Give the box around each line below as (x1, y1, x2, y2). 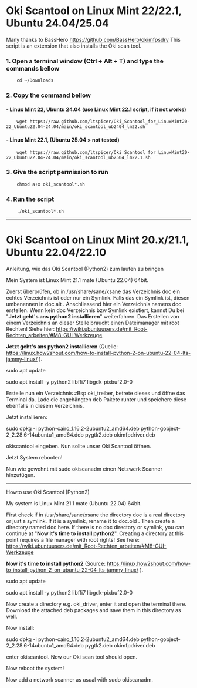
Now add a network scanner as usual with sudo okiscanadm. (6, 676, 154, 683)
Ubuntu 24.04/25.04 (6, 16, 110, 30)
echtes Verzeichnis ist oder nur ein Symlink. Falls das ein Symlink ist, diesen (6, 294, 190, 301)
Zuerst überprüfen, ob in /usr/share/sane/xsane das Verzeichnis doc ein (6, 288, 181, 295)
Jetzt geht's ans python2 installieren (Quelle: (6, 343, 118, 350)
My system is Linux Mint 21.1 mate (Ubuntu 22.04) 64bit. (6, 500, 142, 507)
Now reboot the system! (6, 665, 64, 672)
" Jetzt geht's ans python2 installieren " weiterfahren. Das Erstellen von (6, 313, 180, 320)
